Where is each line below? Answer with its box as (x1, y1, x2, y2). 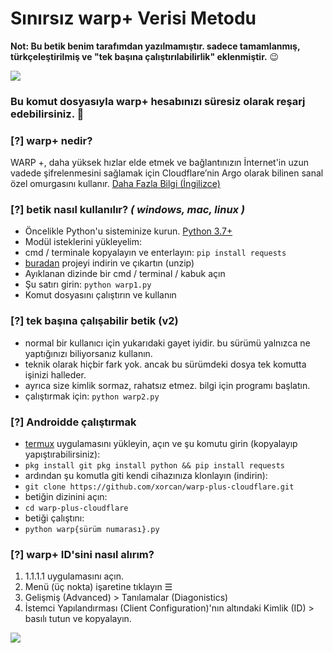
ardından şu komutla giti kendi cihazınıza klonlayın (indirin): (24, 470, 268, 482)
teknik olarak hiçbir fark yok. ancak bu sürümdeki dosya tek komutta (24, 358, 307, 370)
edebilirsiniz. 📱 (10, 107, 85, 121)
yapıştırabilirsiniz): (24, 448, 101, 461)
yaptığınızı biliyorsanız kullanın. (24, 347, 153, 359)
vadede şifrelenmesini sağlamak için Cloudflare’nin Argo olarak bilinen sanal (10, 167, 324, 179)
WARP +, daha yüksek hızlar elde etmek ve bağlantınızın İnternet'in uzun (10, 157, 310, 169)
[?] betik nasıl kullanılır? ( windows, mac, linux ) (10, 203, 246, 217)
